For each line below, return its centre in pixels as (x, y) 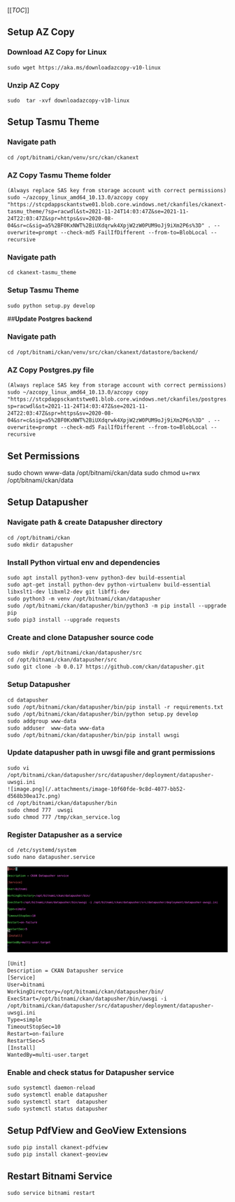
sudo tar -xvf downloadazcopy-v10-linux (69, 100)
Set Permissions (44, 456)
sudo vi (19, 768)
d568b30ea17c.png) (34, 796)
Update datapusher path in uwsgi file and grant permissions (111, 752)
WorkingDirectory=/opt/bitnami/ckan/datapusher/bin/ (86, 992)
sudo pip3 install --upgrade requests (64, 620)
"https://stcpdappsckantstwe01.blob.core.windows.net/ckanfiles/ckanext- (117, 204)
